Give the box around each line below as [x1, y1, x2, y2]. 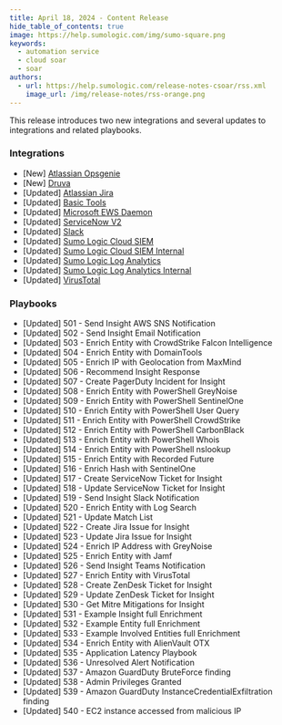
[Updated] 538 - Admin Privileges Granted [22, 677, 182, 688]
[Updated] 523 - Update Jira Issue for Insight [22, 531, 193, 543]
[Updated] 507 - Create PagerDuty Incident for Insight [22, 376, 226, 388]
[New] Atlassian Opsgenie [22, 168, 121, 179]
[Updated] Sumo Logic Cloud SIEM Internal [22, 245, 185, 256]
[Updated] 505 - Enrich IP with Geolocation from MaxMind [22, 357, 242, 368]
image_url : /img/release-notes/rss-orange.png [25, 89, 206, 98]
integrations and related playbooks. [9, 124, 143, 135]
